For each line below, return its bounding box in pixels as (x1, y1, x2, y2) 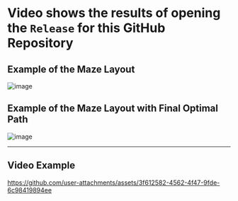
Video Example (7, 159, 76, 171)
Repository (7, 35, 74, 51)
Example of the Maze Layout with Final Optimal (7, 103, 218, 115)
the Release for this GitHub (7, 20, 166, 36)
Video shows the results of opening (7, 5, 221, 21)
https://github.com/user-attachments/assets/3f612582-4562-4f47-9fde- (7, 178, 220, 187)
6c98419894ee (7, 185, 52, 194)
